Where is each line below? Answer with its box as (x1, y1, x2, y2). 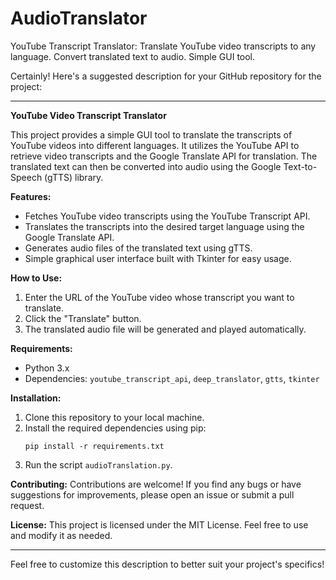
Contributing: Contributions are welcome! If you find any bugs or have (10, 478, 302, 490)
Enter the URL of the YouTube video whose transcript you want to (24, 291, 295, 303)
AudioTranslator (10, 7, 148, 30)
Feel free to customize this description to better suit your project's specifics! (10, 558, 325, 570)
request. (10, 499, 45, 511)
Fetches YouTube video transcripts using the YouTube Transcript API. (24, 210, 311, 222)
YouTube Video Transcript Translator (10, 109, 167, 121)
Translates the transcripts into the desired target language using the (24, 220, 305, 232)
